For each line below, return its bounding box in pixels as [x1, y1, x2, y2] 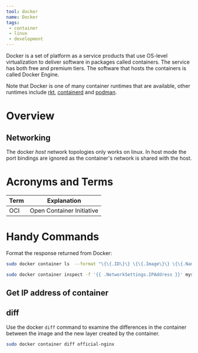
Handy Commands [6, 230, 100, 243]
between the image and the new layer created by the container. [6, 329, 160, 336]
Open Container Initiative [29, 206, 99, 215]
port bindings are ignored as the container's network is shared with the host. [6, 154, 192, 161]
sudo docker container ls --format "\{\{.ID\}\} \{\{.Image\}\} [6, 260, 170, 267]
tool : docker [6, 8, 38, 15]
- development [8, 36, 44, 42]
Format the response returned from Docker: [6, 249, 113, 256]
